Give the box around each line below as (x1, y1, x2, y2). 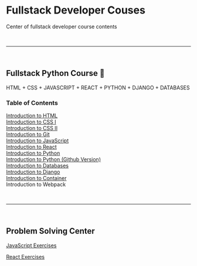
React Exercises (6, 253, 45, 260)
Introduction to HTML (6, 112, 58, 119)
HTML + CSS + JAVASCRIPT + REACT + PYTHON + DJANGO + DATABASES (6, 84, 191, 91)
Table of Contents (6, 98, 59, 107)
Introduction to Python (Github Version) (6, 156, 101, 163)
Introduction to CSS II (6, 125, 57, 132)
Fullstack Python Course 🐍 (6, 68, 105, 78)
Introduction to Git (6, 131, 50, 138)
